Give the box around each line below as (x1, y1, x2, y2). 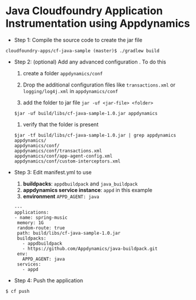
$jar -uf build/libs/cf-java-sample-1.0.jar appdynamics (14, 110, 158, 116)
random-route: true (17, 225, 65, 231)
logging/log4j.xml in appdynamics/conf (23, 87, 118, 94)
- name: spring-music (14, 215, 68, 221)
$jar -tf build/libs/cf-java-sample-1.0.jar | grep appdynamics (14, 132, 176, 138)
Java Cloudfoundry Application (5, 4, 163, 18)
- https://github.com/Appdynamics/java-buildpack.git (22, 245, 158, 251)
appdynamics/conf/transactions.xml (14, 148, 102, 154)
